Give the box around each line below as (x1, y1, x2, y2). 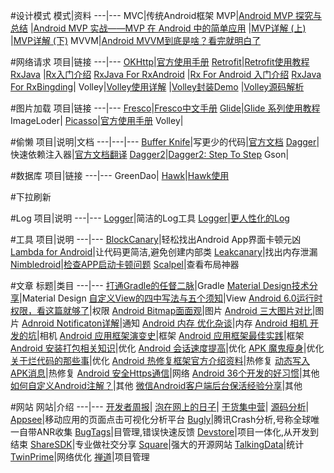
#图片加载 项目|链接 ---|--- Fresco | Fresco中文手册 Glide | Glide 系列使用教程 (10, 102, 321, 114)
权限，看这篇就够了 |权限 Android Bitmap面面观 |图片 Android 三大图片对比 (10, 305, 313, 316)
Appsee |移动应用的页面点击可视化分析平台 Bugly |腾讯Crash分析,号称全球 (10, 414, 312, 425)
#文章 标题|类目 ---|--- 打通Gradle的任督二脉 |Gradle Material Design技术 (10, 280, 310, 291)
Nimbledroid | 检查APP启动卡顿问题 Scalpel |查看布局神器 (10, 259, 240, 270)
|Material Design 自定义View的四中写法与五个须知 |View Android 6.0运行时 (19, 292, 323, 304)
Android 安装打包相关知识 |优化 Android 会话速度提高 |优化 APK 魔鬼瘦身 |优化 (10, 342, 325, 354)
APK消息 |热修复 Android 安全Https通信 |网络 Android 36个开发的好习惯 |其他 (10, 367, 320, 379)
